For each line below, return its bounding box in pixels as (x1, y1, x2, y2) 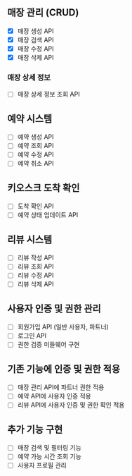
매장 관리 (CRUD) (7, 6, 79, 19)
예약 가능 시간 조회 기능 (17, 452, 82, 460)
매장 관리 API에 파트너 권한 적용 (17, 383, 105, 391)
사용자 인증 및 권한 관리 (7, 303, 102, 315)
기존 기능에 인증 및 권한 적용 (7, 362, 121, 375)
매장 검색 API (17, 35, 54, 44)
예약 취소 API (17, 159, 54, 168)
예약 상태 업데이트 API (17, 211, 79, 219)
